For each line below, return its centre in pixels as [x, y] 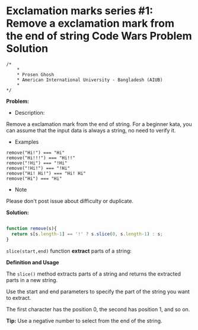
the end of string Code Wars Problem [99, 36]
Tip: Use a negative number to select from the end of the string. [84, 321]
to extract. [19, 297]
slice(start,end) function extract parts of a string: [69, 251]
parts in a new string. [32, 280]
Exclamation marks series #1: [80, 11]
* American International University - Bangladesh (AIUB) [90, 80]
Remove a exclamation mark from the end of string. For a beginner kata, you [99, 124]
